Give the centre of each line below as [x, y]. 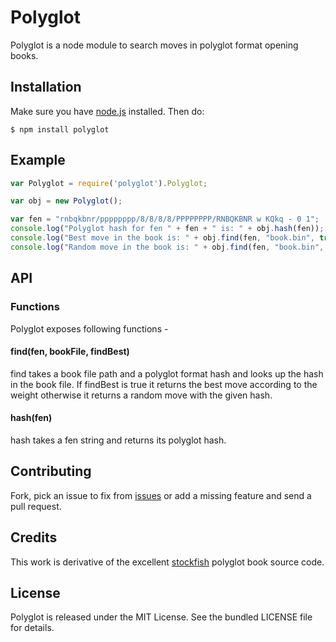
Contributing [51, 471]
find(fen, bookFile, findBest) [70, 352]
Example [38, 160]
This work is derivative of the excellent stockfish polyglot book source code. [167, 562]
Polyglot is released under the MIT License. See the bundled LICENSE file [161, 617]
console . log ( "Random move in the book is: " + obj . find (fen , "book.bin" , [167, 247]
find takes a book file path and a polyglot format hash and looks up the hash [167, 373]
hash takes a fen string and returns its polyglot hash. [118, 440]
